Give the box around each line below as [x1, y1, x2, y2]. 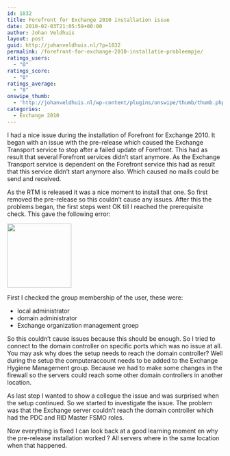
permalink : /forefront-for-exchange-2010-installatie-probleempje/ [7, 49, 204, 56]
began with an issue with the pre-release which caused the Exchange [7, 138, 204, 146]
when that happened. [7, 441, 67, 449]
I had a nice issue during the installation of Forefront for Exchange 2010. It [7, 131, 216, 139]
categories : [7, 106, 41, 112]
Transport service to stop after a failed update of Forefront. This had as [7, 145, 208, 154]
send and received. [7, 174, 62, 182]
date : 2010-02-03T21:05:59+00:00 [7, 23, 103, 29]
